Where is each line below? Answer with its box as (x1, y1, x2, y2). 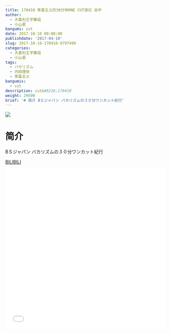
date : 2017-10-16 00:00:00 (5, 31, 63, 36)
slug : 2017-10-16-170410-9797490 (5, 41, 76, 46)
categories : (5, 45, 31, 51)
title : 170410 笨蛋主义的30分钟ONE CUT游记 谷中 (5, 7, 102, 13)
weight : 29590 (5, 93, 36, 98)
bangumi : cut (5, 27, 33, 32)
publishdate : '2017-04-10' (5, 36, 63, 41)
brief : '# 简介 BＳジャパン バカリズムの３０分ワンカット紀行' (5, 98, 125, 103)
